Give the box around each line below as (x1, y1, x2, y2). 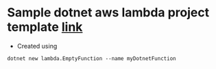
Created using (16, 42, 58, 50)
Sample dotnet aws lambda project (7, 5, 210, 20)
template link (7, 19, 83, 35)
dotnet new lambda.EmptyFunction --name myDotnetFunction (7, 55, 176, 62)
